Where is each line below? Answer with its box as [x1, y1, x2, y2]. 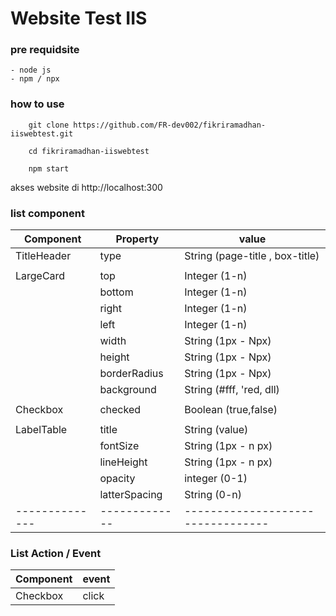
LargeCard [15, 269, 66, 283]
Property [115, 232, 160, 246]
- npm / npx [10, 74, 60, 84]
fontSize [99, 439, 140, 453]
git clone [28, 120, 70, 130]
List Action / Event [10, 547, 102, 560]
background [99, 383, 157, 397]
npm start [28, 163, 70, 174]
